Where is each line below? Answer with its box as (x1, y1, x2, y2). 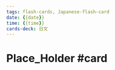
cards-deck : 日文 (6, 25, 48, 32)
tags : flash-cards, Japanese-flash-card (6, 8, 110, 15)
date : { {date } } (6, 14, 45, 21)
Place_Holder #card (6, 52, 108, 65)
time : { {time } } (6, 20, 45, 26)
